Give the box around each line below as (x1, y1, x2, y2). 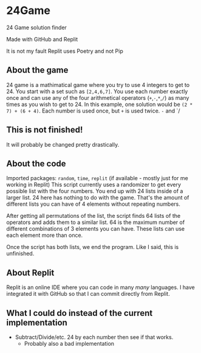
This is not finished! (6, 125, 83, 135)
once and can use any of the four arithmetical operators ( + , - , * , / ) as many (6, 94, 189, 101)
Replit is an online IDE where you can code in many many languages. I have (6, 284, 196, 291)
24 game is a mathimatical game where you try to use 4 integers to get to (6, 81, 190, 88)
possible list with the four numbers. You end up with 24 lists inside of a (6, 187, 183, 195)
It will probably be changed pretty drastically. (6, 141, 120, 148)
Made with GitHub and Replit (6, 35, 78, 43)
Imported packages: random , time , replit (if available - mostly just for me (6, 175, 188, 182)
